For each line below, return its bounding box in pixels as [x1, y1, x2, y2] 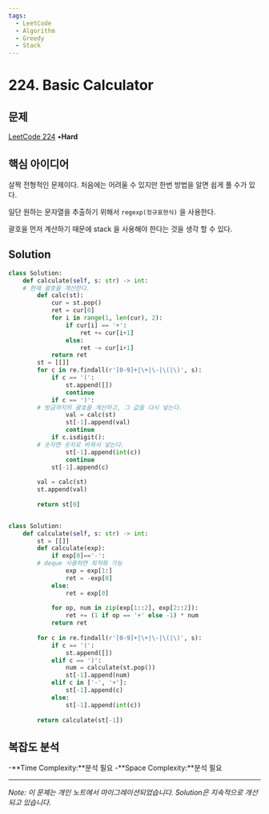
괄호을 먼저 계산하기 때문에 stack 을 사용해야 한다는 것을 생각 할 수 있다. [8, 224, 233, 234]
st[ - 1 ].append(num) [65, 671, 130, 679]
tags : [8, 11, 26, 20]
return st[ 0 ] [37, 500, 81, 508]
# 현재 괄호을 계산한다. [22, 284, 90, 292]
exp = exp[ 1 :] [65, 567, 113, 575]
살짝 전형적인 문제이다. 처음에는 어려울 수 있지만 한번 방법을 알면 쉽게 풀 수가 [8, 180, 247, 189]
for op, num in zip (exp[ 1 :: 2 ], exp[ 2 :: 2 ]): [50, 604, 199, 613]
